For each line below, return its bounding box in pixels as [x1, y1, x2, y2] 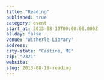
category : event [6, 20, 47, 26]
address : [6, 43, 28, 49]
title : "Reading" [6, 8, 50, 15]
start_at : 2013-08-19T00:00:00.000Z [6, 25, 98, 32]
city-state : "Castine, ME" [6, 48, 74, 54]
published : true [6, 14, 47, 20]
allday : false [6, 31, 42, 37]
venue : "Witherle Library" [6, 37, 74, 43]
